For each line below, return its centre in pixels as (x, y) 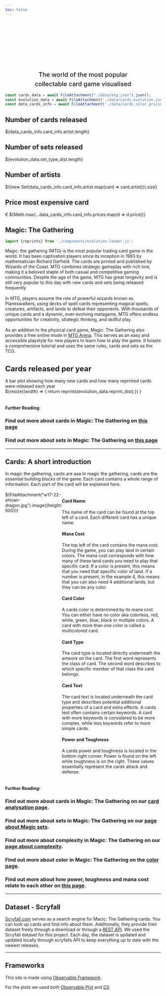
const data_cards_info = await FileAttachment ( (55, 104)
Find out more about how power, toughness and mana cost (77, 879)
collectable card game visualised (83, 84)
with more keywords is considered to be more (108, 717)
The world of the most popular (83, 74)
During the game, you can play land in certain (108, 550)
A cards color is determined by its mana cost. (108, 610)
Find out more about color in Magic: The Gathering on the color (82, 859)
